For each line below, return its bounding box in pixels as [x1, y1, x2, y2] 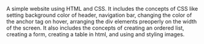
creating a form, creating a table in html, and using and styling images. [6, 31, 185, 38]
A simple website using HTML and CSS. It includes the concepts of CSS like [6, 5, 198, 12]
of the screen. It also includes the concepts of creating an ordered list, [6, 24, 184, 31]
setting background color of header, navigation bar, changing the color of [6, 11, 192, 19]
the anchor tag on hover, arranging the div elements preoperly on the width [6, 18, 197, 25]
